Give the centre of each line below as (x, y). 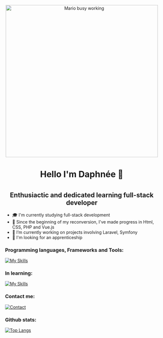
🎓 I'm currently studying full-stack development (61, 215)
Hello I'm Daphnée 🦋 (82, 174)
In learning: (19, 273)
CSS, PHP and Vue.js (33, 227)
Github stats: (21, 319)
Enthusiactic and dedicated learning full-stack (82, 195)
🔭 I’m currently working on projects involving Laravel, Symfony (75, 232)
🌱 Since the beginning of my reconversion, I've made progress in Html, (83, 222)
